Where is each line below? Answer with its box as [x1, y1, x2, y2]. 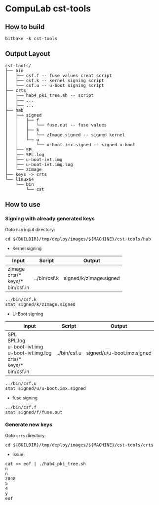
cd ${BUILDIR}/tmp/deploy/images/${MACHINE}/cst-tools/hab [5, 236, 152, 242]
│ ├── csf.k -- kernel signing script [5, 78, 105, 83]
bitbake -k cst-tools [5, 36, 58, 41]
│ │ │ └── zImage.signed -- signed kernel [5, 132, 125, 137]
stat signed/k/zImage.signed [5, 301, 76, 307]
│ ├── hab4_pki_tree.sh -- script [5, 92, 94, 98]
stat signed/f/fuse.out [5, 409, 63, 415]
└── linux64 [5, 176, 34, 182]
